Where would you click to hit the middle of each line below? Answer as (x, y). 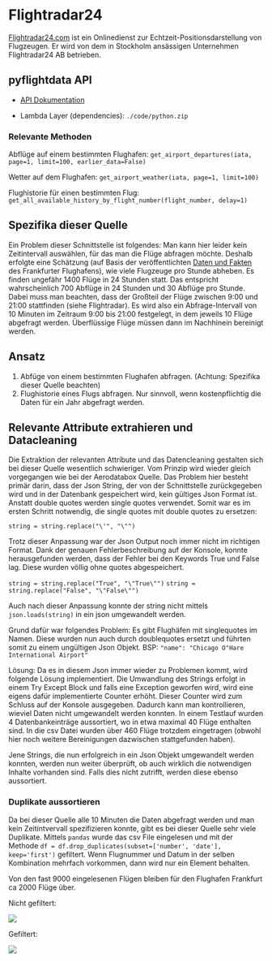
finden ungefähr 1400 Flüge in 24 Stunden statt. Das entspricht (114, 279)
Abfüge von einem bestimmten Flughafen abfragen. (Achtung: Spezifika (140, 376)
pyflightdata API (50, 80)
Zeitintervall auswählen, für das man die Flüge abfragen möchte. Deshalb (131, 253)
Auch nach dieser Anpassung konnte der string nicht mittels (108, 606)
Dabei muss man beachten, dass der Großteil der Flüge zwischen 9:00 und (134, 296)
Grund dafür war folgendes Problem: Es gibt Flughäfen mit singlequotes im (133, 630)
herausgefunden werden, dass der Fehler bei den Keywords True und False (134, 559)
